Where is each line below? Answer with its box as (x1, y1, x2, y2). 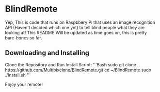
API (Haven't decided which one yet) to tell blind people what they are (5, 24, 145, 30)
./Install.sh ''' (5, 72, 31, 78)
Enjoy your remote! (5, 81, 43, 87)
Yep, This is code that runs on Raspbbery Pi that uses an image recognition (5, 19, 155, 25)
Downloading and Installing (5, 49, 90, 57)
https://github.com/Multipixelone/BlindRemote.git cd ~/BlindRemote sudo (5, 67, 152, 73)
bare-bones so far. (5, 35, 42, 41)
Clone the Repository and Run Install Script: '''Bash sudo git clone (5, 61, 137, 67)
